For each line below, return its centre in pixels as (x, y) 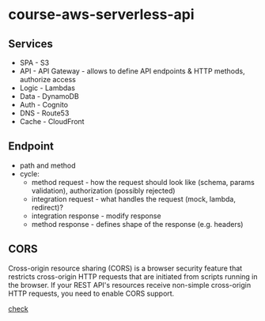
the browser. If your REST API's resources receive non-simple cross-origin (130, 285)
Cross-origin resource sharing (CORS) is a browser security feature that (125, 268)
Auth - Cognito (44, 105)
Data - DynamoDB (49, 96)
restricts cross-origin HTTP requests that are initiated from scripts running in (133, 276)
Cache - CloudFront (52, 121)
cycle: (29, 174)
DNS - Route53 (44, 113)
